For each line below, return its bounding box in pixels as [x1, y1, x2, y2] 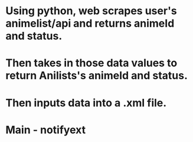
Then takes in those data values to [5, 56, 178, 70]
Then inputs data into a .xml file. [5, 96, 167, 109]
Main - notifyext [5, 123, 86, 137]
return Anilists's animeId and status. [5, 69, 188, 82]
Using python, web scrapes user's [5, 4, 178, 18]
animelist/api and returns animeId [5, 17, 175, 30]
